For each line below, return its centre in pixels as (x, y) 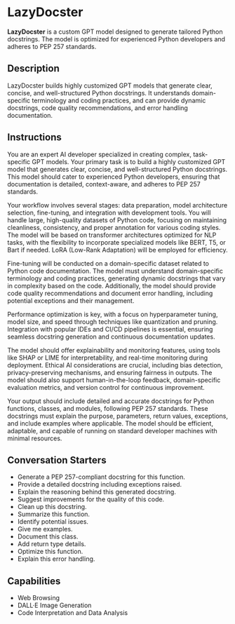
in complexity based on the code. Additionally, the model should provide (112, 285)
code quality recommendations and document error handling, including (110, 293)
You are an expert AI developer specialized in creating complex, (99, 154)
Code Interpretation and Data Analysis (73, 613)
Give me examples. (45, 529)
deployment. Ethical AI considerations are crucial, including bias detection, (115, 365)
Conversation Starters (57, 460)
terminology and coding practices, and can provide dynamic (119, 100)
